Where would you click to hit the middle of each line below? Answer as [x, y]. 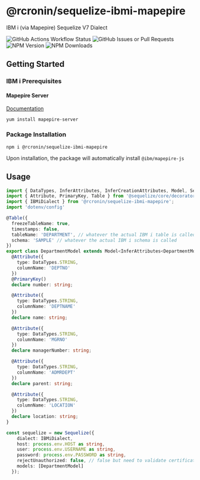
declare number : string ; [42, 285]
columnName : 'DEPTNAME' [46, 307]
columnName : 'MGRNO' [42, 339]
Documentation [25, 109]
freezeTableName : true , [41, 223]
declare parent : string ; [42, 383]
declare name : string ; [40, 318]
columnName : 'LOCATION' [46, 405]
